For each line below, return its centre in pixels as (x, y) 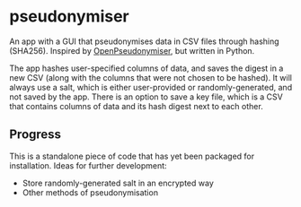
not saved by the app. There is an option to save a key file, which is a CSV (146, 97)
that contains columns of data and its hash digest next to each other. (136, 106)
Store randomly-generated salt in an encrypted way (118, 183)
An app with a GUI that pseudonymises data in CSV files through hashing (145, 41)
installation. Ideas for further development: (89, 165)
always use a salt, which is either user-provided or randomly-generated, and (151, 87)
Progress (35, 135)
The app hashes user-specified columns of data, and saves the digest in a (146, 68)
